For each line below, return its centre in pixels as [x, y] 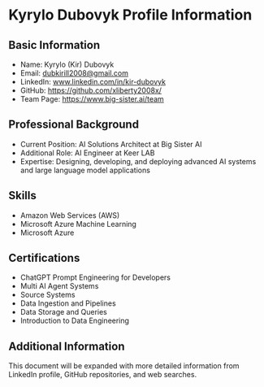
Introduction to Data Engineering [75, 321]
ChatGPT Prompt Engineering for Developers [95, 277]
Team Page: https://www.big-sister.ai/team [92, 99]
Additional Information [67, 346]
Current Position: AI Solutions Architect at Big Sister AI [111, 144]
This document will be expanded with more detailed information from [124, 366]
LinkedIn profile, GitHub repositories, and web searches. [103, 375]
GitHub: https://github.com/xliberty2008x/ [91, 90]
